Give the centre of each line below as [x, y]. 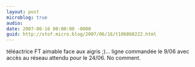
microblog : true [27, 18]
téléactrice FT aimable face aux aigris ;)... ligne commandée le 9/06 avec [98, 51]
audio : [15, 23]
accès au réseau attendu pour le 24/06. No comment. [74, 58]
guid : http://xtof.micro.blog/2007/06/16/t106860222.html [81, 34]
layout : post [23, 12]
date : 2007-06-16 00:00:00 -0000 [49, 29]
